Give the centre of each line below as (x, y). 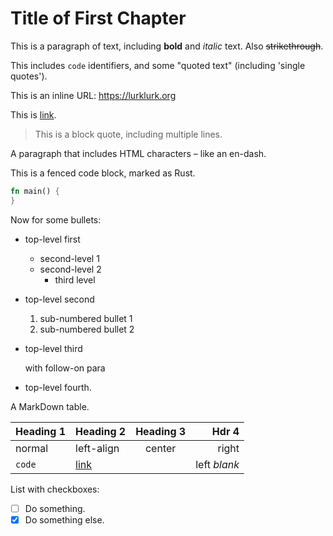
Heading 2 (101, 431)
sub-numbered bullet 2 (87, 329)
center (160, 448)
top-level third (53, 348)
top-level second (59, 299)
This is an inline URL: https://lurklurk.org (93, 95)
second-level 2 (70, 269)
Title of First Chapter (98, 18)
